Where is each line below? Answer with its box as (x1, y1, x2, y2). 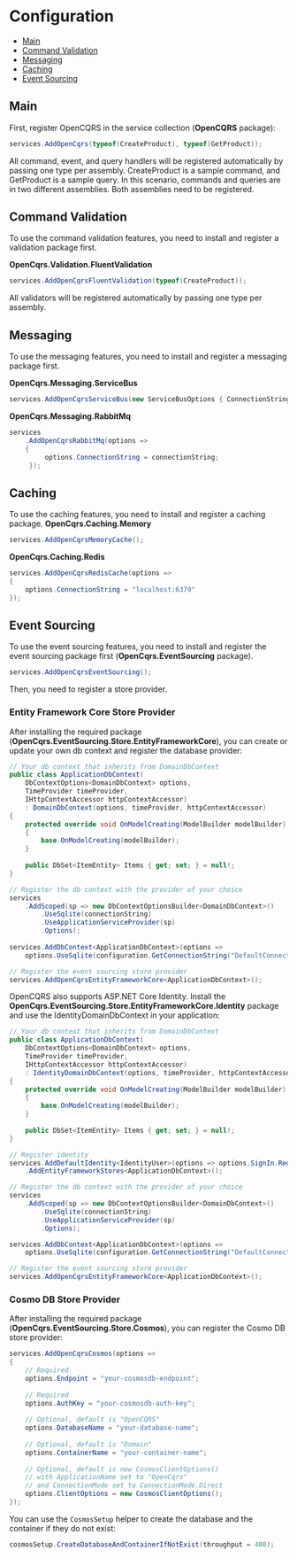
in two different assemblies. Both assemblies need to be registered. (9, 183, 255, 194)
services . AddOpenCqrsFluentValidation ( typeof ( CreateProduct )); (9, 276, 247, 285)
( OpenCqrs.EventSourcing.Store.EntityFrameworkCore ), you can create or (9, 735, 288, 746)
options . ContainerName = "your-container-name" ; (25, 1448, 208, 1457)
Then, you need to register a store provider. (9, 684, 168, 694)
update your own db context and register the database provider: (9, 745, 243, 756)
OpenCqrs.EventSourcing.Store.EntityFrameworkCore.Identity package (9, 1001, 279, 1012)
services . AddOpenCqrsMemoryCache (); (9, 536, 144, 545)
